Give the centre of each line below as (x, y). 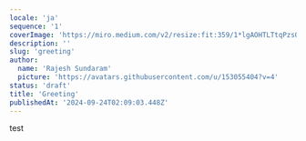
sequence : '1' (36, 26)
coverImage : (32, 35)
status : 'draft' (40, 86)
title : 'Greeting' (44, 94)
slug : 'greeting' (42, 52)
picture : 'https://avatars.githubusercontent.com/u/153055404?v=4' (148, 77)
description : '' (40, 43)
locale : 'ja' (34, 18)
